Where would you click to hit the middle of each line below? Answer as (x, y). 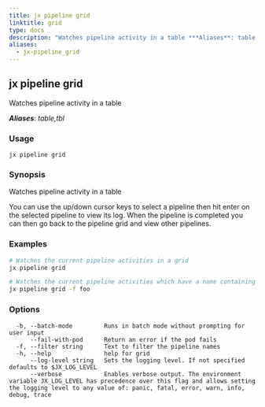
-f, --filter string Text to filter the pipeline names (118, 346)
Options (24, 309)
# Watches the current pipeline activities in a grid (99, 261)
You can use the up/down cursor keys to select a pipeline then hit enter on (129, 207)
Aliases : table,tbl (37, 118)
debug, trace (30, 394)
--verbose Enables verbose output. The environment (136, 374)
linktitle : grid (35, 23)
